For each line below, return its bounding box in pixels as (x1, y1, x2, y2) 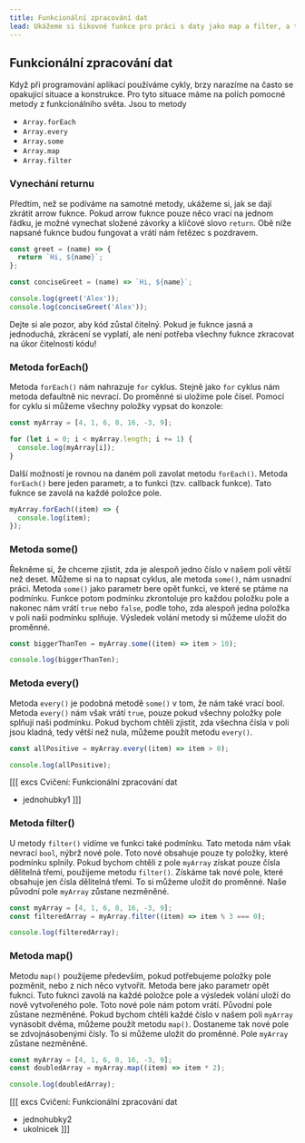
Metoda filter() (9, 817, 75, 830)
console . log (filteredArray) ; (9, 928, 120, 937)
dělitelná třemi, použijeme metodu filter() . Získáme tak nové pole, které (9, 866, 284, 877)
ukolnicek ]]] (22, 1124, 70, 1135)
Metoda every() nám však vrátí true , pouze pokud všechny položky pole (9, 707, 281, 718)
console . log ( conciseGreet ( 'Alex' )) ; (9, 302, 148, 311)
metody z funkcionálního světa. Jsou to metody (9, 99, 188, 110)
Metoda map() (9, 950, 74, 962)
